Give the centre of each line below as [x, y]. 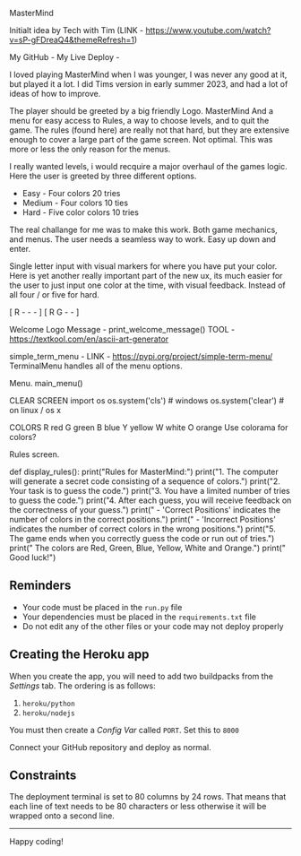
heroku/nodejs [48, 713]
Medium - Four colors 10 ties [75, 203]
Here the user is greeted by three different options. [103, 176]
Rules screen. [34, 454]
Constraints [43, 776]
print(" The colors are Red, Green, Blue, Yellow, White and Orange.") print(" [148, 548]
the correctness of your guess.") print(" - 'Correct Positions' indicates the [145, 510]
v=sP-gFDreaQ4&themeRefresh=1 [72, 40]
